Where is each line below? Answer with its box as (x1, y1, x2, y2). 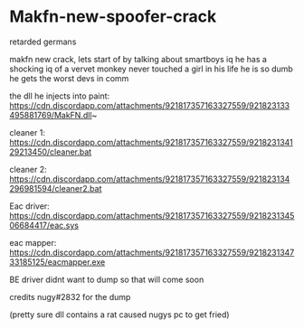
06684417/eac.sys (9, 220, 80, 230)
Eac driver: (9, 201, 50, 211)
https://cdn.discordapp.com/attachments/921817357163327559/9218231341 (9, 136, 294, 147)
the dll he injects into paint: (9, 90, 110, 101)
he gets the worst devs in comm (9, 72, 129, 83)
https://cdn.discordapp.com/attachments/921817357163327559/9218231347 (9, 247, 295, 258)
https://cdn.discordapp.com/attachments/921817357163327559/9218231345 (9, 210, 295, 221)
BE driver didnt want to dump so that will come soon (9, 274, 204, 285)
